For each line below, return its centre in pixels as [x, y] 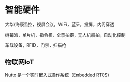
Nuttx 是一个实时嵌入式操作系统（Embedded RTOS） [59, 75]
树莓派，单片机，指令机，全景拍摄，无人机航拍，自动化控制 [65, 35]
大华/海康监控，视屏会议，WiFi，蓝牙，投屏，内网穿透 [60, 24]
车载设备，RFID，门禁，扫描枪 [36, 45]
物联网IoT [20, 62]
